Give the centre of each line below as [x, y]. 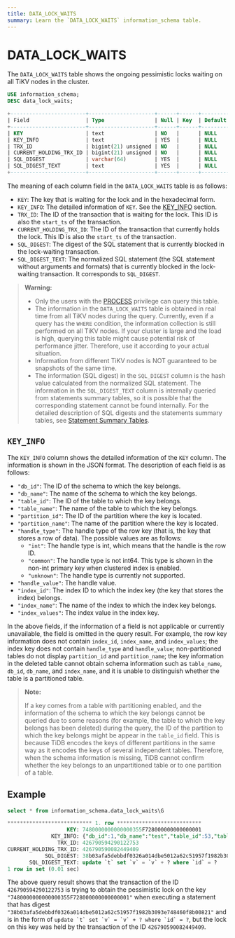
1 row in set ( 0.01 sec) [43, 869]
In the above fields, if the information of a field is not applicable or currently [116, 626]
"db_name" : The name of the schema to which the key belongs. [107, 493]
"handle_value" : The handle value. [67, 583]
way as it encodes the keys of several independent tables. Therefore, [124, 750]
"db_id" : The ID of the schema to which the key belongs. [99, 486]
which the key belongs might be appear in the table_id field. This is [122, 735]
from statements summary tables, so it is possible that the [118, 397]
